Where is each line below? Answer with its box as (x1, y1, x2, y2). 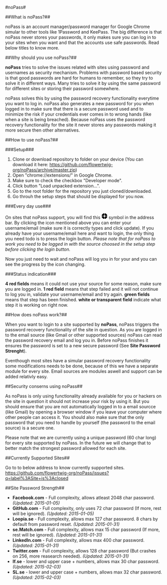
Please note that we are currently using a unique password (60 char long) (5, 435, 157, 440)
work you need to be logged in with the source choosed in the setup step (5, 241, 156, 247)
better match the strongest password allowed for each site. (5, 445, 127, 451)
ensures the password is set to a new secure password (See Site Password (5, 343, 161, 348)
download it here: (12, 162, 49, 167)
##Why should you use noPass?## (5, 55, 77, 61)
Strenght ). (5, 348, 27, 354)
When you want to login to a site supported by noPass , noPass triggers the (5, 321, 160, 327)
